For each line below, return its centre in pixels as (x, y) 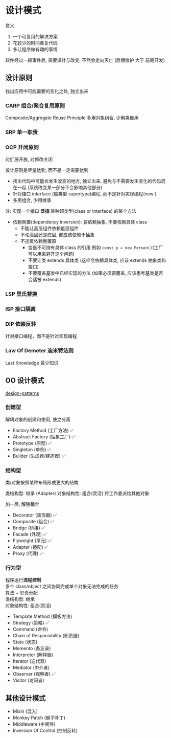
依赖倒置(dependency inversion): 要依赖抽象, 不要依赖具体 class (80, 222)
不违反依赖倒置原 (38, 241)
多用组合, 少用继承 (32, 200)
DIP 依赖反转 (21, 324)
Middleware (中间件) (34, 724)
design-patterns (22, 393)
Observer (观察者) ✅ (34, 674)
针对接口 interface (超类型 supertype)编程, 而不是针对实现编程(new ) (84, 194)
